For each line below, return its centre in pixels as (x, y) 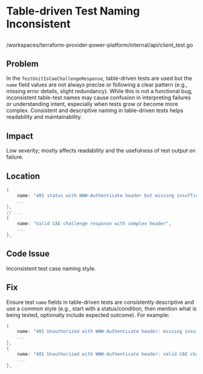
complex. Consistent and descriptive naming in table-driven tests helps (95, 111)
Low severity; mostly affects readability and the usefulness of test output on (101, 151)
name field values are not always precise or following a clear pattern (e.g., (97, 85)
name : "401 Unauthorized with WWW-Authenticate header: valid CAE (102, 354)
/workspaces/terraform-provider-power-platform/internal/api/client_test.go (100, 45)
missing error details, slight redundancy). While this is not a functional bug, (99, 91)
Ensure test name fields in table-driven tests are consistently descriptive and (100, 302)
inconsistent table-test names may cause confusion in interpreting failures (99, 97)
